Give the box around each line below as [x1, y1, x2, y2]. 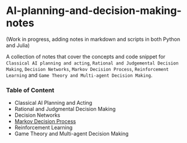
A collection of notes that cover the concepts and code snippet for [6, 53, 166, 60]
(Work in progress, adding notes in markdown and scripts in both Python [6, 35, 181, 42]
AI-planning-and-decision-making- [6, 4, 182, 17]
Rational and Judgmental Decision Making [14, 106, 116, 113]
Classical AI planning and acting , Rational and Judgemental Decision [6, 59, 179, 66]
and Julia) [6, 42, 30, 49]
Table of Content [6, 86, 55, 94]
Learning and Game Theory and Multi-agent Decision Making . [6, 71, 153, 78]
